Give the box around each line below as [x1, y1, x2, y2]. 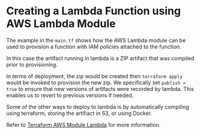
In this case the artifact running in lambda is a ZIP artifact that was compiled [6, 54, 195, 62]
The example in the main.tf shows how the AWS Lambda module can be [6, 36, 186, 44]
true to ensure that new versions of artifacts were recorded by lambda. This [6, 85, 194, 92]
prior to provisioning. [6, 61, 58, 68]
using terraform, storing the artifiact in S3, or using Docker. [6, 109, 152, 117]
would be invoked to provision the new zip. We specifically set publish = [6, 79, 186, 86]
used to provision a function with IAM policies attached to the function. [6, 43, 181, 50]
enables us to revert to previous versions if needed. [6, 92, 134, 99]
